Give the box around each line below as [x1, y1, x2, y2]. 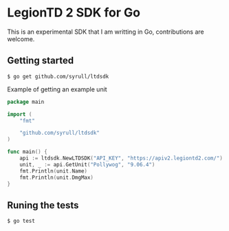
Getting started [7, 55, 74, 67]
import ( [7, 111, 32, 118]
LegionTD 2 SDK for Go [7, 5, 141, 21]
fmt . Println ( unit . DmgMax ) [19, 174, 94, 181]
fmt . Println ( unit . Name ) [19, 167, 88, 175]
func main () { [7, 148, 48, 155]
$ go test [7, 218, 36, 225]
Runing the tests [7, 199, 79, 211]
